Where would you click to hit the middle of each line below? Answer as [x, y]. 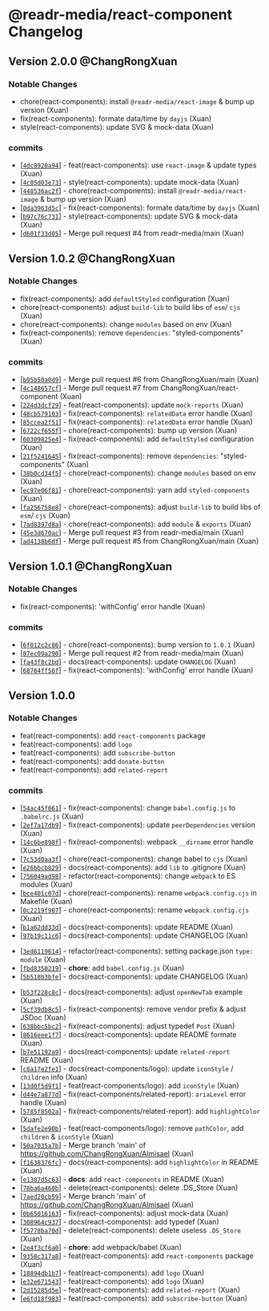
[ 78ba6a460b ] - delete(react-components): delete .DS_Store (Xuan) [129, 1188]
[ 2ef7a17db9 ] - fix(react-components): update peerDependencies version [138, 825]
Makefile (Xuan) [46, 902]
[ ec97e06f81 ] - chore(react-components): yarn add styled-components [135, 490]
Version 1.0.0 [42, 696]
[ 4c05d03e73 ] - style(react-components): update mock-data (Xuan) [129, 183]
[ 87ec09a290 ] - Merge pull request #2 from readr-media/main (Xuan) [132, 653]
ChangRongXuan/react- [199, 388]
